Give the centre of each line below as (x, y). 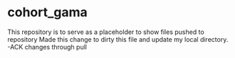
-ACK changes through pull (47, 47)
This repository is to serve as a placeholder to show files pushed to (106, 32)
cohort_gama (47, 12)
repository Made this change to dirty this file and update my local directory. (118, 39)
